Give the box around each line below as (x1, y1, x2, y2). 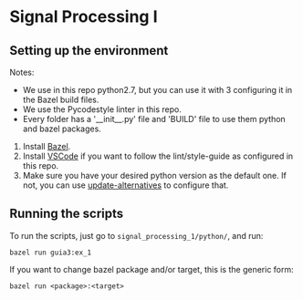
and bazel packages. (22, 123, 102, 134)
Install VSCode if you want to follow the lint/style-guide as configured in (22, 150, 294, 161)
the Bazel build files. (22, 94, 99, 105)
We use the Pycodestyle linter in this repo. (22, 104, 183, 115)
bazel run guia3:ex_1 (9, 248, 92, 257)
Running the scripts (9, 206, 124, 222)
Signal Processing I (9, 6, 158, 27)
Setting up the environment (9, 43, 169, 58)
